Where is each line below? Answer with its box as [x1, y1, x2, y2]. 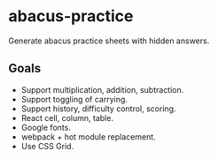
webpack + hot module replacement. [20, 131, 156, 142]
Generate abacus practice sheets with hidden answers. [8, 35, 210, 46]
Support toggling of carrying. [20, 94, 128, 104]
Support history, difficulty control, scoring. [20, 103, 176, 114]
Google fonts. [20, 122, 72, 132]
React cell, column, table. [20, 112, 114, 123]
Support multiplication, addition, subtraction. [20, 84, 184, 95]
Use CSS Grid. [20, 140, 74, 151]
